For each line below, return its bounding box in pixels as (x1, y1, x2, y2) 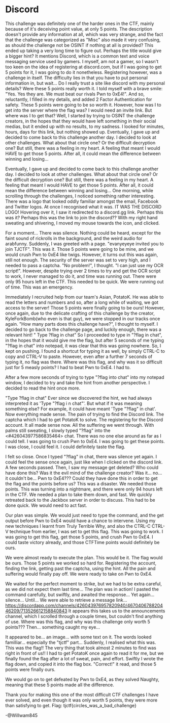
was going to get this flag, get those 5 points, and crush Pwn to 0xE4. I (5, 534, 153, 540)
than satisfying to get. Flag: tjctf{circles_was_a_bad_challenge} (5, 702, 137, 708)
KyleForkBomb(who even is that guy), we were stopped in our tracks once (5, 315, 160, 322)
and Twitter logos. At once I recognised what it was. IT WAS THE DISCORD (5, 203, 162, 210)
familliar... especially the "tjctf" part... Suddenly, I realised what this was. (5, 639, 156, 645)
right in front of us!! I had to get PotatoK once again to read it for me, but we (5, 650, 164, 656)
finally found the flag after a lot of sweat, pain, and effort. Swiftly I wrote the (5, 655, 164, 661)
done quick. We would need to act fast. (5, 502, 87, 508)
